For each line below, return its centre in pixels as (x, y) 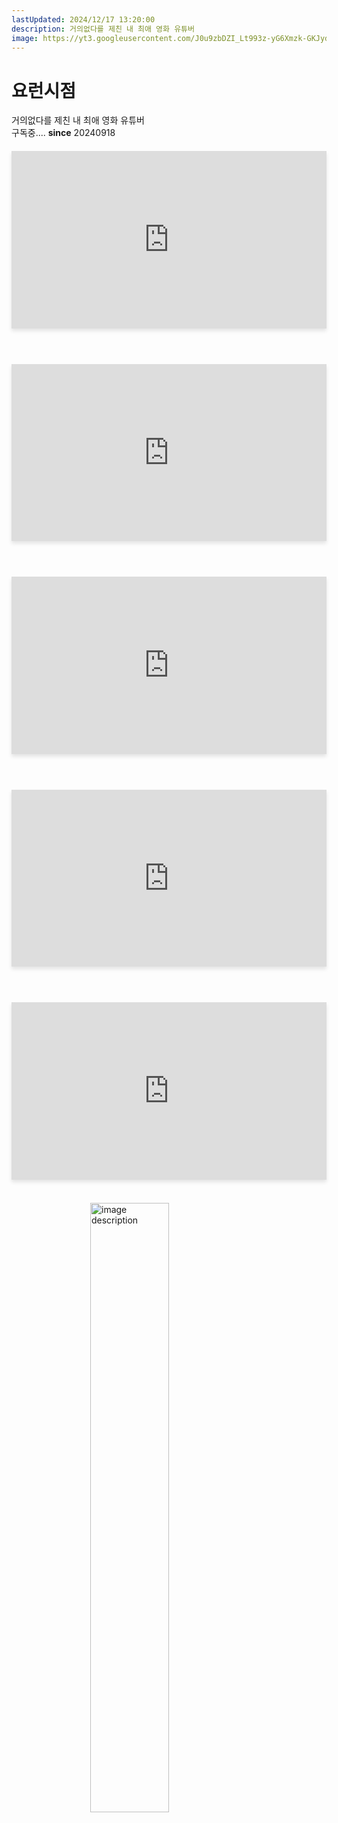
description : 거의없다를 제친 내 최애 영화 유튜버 (103, 29)
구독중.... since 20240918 (63, 133)
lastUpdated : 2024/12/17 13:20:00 (83, 19)
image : (25, 38)
